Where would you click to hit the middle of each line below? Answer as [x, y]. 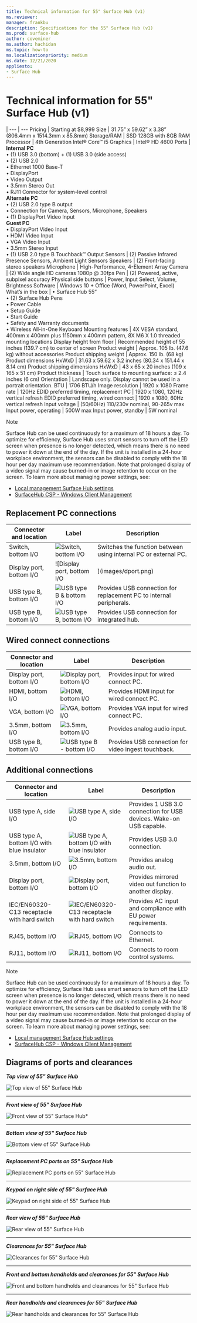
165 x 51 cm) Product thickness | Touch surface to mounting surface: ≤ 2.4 [96, 373]
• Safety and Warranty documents [47, 323]
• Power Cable [24, 304]
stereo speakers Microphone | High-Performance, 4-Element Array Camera [97, 267]
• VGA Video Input [28, 242]
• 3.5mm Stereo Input [32, 248]
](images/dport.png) [126, 571]
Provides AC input [154, 901]
